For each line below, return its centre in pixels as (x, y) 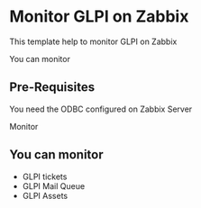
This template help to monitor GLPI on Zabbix (93, 41)
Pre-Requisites (52, 87)
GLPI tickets (45, 176)
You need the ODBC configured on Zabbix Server (101, 109)
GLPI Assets (45, 195)
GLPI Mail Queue (54, 185)
